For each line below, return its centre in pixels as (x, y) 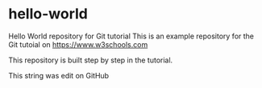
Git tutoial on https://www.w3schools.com (78, 44)
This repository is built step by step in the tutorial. (91, 60)
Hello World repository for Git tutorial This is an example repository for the (131, 36)
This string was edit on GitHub (59, 75)
